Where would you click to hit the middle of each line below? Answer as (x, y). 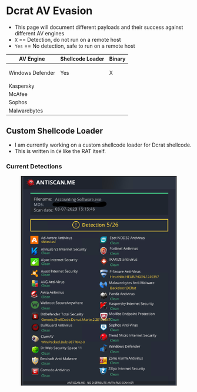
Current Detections (34, 166)
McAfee (18, 94)
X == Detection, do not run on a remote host (68, 39)
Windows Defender (32, 72)
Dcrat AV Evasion (49, 11)
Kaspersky (21, 86)
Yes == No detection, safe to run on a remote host (75, 46)
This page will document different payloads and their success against (99, 27)
